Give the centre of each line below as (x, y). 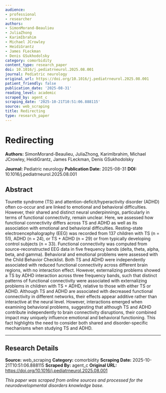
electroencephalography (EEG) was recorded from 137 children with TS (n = (82, 233)
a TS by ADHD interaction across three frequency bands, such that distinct (81, 275)
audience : (15, 10)
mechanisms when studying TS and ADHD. (49, 328)
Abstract (19, 190)
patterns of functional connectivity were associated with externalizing (76, 281)
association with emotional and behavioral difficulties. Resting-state (74, 228)
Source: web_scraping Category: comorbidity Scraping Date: (68, 360)
